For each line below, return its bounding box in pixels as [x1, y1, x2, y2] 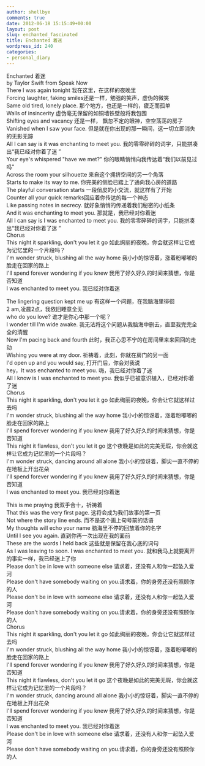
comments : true [6, 15, 45, 21]
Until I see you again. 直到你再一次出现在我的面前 [6, 532, 130, 539]
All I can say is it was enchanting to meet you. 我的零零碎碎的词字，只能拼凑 [6, 140, 198, 147]
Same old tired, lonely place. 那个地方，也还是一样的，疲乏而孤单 [6, 102, 171, 109]
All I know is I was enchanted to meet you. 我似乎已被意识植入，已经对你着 [6, 374, 195, 381]
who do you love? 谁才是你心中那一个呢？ [6, 313, 111, 320]
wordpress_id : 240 [6, 44, 53, 50]
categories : [6, 49, 37, 55]
